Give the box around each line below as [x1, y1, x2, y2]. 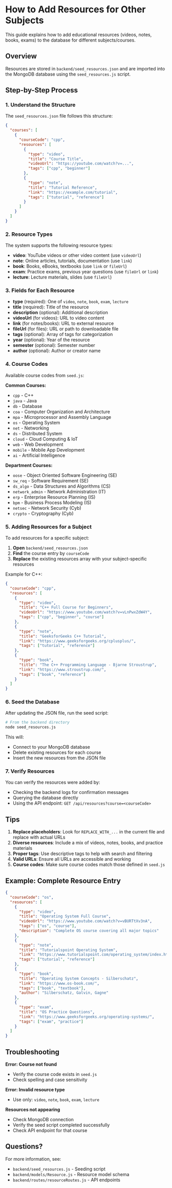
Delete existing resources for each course [12, 749, 101, 756]
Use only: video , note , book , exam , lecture [12, 1097, 100, 1103]
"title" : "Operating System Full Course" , [18, 914, 111, 919]
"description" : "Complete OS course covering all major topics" [18, 929, 159, 934]
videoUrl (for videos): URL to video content [12, 315, 104, 321]
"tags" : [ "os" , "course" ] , [18, 923, 77, 929]
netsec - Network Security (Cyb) [12, 505, 82, 511]
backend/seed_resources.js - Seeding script [12, 1165, 106, 1172]
